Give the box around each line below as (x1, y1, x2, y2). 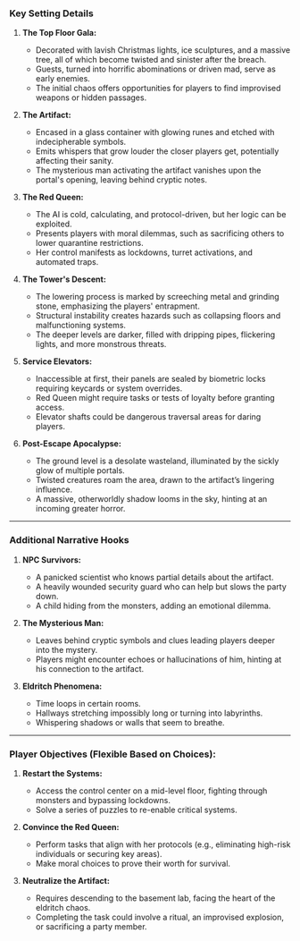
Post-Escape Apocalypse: (21, 438, 122, 449)
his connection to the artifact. (35, 663, 145, 674)
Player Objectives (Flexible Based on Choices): (9, 748, 216, 760)
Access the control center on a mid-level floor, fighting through (35, 785, 268, 796)
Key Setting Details (9, 7, 94, 20)
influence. (35, 484, 73, 495)
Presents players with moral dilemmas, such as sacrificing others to (35, 228, 285, 239)
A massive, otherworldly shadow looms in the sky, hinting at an (35, 494, 268, 504)
